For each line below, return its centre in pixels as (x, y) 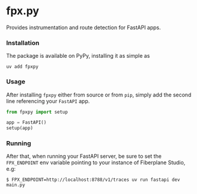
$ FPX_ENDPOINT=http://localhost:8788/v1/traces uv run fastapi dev (93, 180)
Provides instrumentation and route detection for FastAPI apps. (84, 27)
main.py (16, 185)
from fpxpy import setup (37, 112)
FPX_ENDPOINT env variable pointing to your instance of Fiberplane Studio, (96, 162)
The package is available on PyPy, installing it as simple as (78, 56)
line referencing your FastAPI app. (48, 101)
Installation (23, 43)
